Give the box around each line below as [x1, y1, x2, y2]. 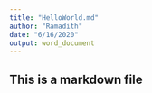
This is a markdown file [9, 71, 143, 87]
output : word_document [9, 38, 95, 48]
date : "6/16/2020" [9, 30, 79, 39]
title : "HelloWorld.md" [9, 13, 100, 23]
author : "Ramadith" [9, 22, 83, 31]
